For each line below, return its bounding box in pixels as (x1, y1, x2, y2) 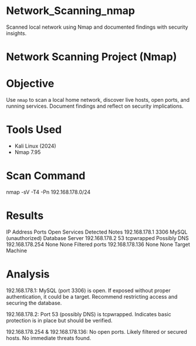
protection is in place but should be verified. (6, 317, 113, 324)
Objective (6, 77, 55, 90)
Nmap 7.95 (14, 149, 41, 156)
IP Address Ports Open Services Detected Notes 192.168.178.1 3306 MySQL (6, 228, 188, 235)
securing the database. (6, 299, 62, 306)
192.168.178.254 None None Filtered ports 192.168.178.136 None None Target (6, 241, 191, 248)
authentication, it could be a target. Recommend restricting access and (6, 293, 178, 300)
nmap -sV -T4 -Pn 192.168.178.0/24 (6, 189, 91, 196)
